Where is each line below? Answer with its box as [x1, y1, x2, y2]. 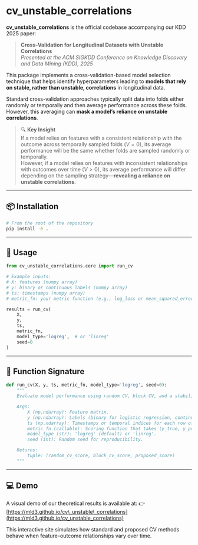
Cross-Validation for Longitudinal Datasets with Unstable [20, 41, 164, 48]
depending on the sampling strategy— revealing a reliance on [20, 172, 171, 179]
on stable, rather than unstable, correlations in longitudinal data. [6, 84, 166, 91]
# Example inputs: [6, 274, 51, 280]
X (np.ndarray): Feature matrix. [27, 409, 110, 415]
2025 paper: [6, 29, 37, 37]
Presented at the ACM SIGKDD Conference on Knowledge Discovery [20, 54, 187, 61]
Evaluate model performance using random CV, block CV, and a [16, 393, 173, 399]
